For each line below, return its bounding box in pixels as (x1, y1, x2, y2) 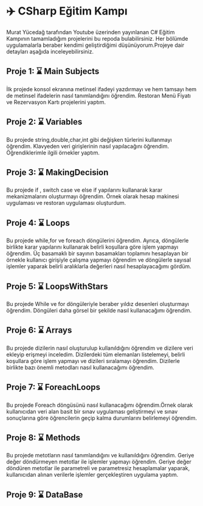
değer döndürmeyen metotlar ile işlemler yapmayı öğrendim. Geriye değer (6, 458, 191, 465)
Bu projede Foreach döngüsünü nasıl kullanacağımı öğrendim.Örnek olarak (6, 401, 193, 409)
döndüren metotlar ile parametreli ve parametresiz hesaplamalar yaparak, (6, 465, 190, 472)
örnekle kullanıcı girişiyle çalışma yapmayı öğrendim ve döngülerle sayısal (6, 256, 191, 264)
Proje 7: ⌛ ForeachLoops (6, 382, 101, 392)
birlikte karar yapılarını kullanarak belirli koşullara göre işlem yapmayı (6, 243, 179, 251)
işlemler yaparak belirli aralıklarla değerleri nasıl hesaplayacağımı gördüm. (6, 263, 191, 270)
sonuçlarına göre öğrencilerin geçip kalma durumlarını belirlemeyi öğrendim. (6, 414, 198, 421)
